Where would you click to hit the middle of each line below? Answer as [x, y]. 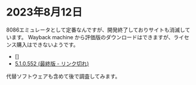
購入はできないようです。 [48, 45]
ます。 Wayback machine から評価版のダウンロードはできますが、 [92, 37]
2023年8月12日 [44, 12]
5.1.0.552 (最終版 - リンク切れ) [52, 64]
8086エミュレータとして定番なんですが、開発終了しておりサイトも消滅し [96, 30]
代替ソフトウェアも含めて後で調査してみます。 [63, 76]
